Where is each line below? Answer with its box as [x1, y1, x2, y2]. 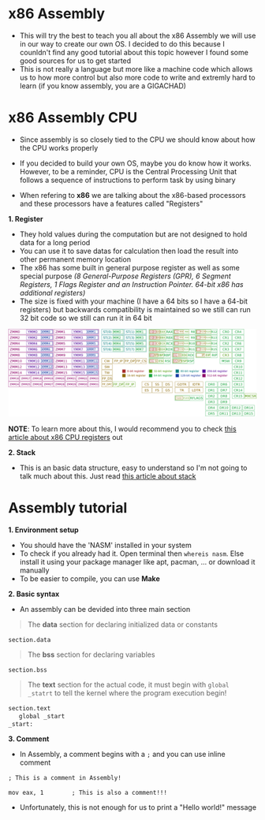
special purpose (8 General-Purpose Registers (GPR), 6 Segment [19, 271, 231, 281]
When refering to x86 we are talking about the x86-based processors [19, 190, 246, 199]
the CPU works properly [19, 143, 99, 152]
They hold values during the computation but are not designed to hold [19, 229, 248, 239]
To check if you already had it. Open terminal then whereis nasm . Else [19, 549, 244, 558]
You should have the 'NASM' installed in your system [19, 541, 192, 550]
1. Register [8, 214, 43, 223]
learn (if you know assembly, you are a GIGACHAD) [19, 80, 187, 91]
